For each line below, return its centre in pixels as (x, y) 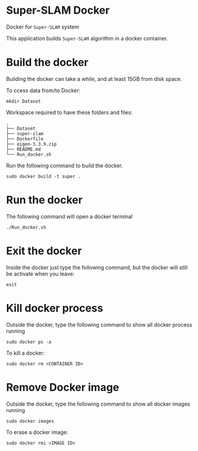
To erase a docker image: (37, 432)
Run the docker (44, 200)
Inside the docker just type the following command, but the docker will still (97, 267)
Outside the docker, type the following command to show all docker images (98, 404)
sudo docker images (30, 421)
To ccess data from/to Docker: (44, 90)
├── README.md (24, 149)
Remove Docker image (63, 387)
